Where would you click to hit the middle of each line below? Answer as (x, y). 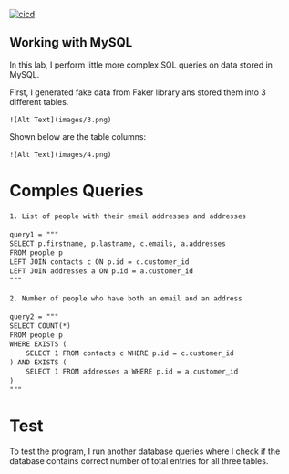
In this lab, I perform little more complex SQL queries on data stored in (141, 65)
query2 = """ (34, 316)
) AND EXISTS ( (38, 362)
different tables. (39, 101)
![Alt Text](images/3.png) (61, 120)
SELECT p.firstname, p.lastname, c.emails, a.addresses (118, 243)
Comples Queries (77, 191)
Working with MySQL (71, 42)
